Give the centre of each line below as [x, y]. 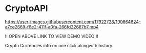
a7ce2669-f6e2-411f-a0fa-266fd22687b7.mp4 [52, 26]
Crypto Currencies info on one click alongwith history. [59, 45]
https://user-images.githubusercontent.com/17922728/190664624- [73, 22]
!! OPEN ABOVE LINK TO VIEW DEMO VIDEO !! [52, 36]
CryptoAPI [27, 8]
